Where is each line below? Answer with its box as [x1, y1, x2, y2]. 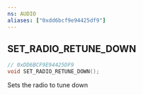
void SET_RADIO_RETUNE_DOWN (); [7, 68, 100, 75]
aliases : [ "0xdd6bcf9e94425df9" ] [7, 17, 106, 24]
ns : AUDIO [7, 10, 37, 18]
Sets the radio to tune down [7, 81, 88, 89]
